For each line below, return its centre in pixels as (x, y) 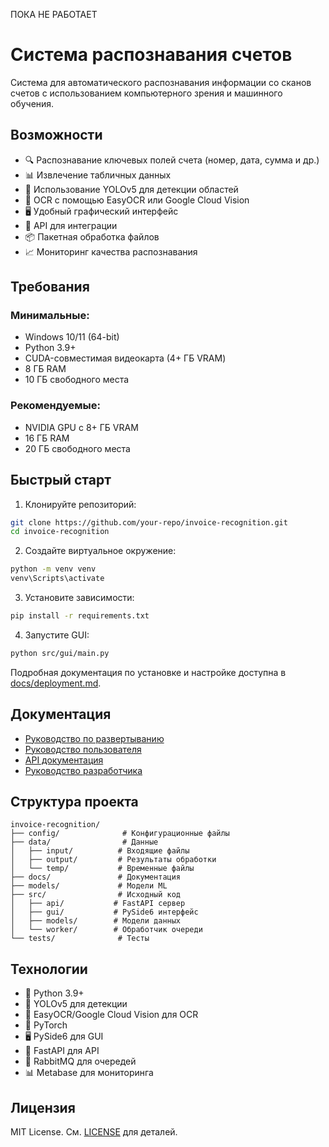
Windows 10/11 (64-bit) (72, 337)
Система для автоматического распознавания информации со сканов (161, 82)
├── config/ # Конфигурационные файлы (120, 834)
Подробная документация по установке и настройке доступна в (148, 672)
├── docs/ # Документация (96, 877)
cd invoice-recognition (60, 532)
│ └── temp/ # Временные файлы (102, 869)
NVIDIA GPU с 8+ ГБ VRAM (81, 427)
